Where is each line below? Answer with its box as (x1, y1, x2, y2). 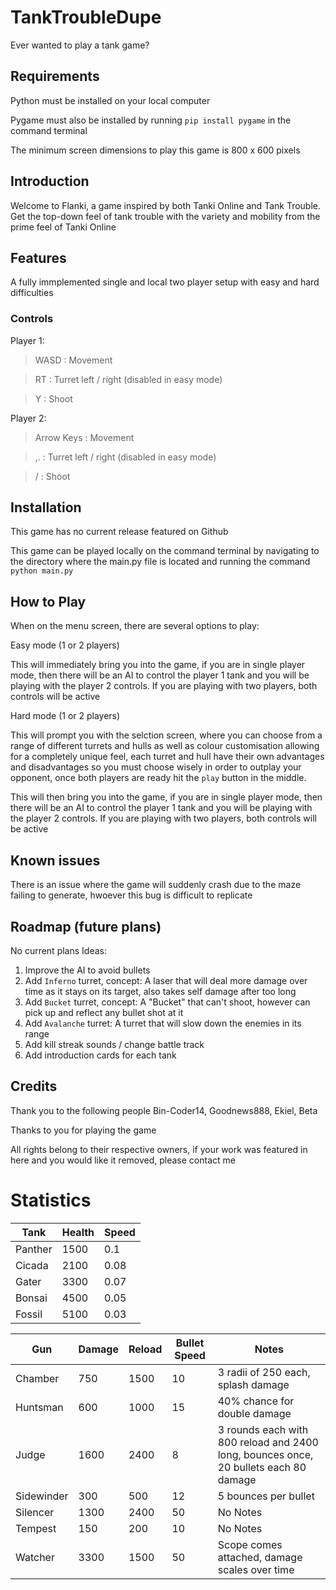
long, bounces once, (217, 1447, 314, 1461)
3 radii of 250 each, (217, 1365, 311, 1379)
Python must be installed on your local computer (10, 94, 211, 106)
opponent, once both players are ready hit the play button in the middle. (10, 772, 307, 784)
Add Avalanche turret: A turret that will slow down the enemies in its (24, 1017, 302, 1029)
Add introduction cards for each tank (24, 1049, 177, 1061)
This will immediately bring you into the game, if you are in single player (10, 659, 306, 671)
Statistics (10, 1189, 92, 1211)
